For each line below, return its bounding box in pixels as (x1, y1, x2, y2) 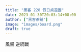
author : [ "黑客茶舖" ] (5, 17, 48, 22)
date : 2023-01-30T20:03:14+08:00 (5, 12, 76, 17)
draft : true (5, 27, 31, 32)
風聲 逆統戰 (5, 41, 29, 47)
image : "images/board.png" (5, 21, 63, 27)
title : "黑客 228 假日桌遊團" (5, 7, 64, 13)
